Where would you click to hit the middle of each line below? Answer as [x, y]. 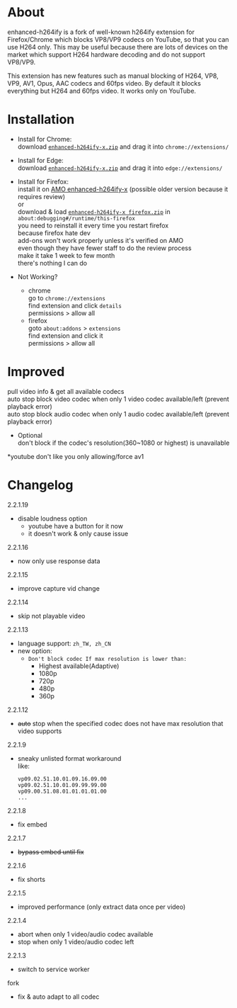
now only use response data [59, 561]
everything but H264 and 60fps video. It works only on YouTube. [102, 91]
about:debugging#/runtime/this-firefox [76, 218]
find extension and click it [65, 335]
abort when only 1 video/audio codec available [85, 934]
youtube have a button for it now [76, 526]
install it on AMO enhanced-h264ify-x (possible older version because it [123, 189]
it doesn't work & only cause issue [78, 533]
